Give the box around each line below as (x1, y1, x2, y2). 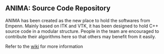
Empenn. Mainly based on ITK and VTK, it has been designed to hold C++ (5, 23, 159, 29)
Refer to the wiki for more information (5, 43, 83, 49)
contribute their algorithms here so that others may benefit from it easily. (5, 33, 156, 39)
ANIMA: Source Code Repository (5, 4, 111, 13)
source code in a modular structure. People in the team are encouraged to (5, 28, 159, 34)
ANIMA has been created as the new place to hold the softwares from (5, 17, 150, 23)
